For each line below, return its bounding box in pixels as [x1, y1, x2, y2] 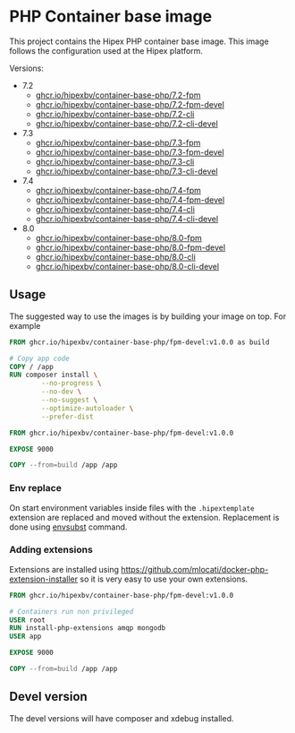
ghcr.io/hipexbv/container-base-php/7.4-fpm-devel [35, 194, 225, 205]
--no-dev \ [41, 387, 82, 396]
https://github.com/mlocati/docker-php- [120, 564, 269, 574]
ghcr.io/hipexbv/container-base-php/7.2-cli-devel [35, 118, 219, 129]
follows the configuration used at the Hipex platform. [9, 45, 204, 56]
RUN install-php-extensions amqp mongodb [9, 624, 166, 633]
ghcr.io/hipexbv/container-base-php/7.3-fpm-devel [35, 146, 225, 158]
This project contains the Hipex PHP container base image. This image [9, 36, 270, 47]
